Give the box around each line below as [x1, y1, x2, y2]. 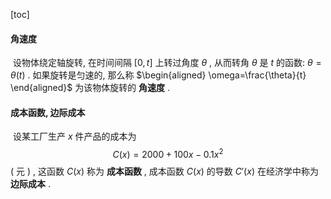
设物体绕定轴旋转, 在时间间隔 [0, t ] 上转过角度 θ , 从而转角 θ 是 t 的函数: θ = [12, 57, 322, 69]
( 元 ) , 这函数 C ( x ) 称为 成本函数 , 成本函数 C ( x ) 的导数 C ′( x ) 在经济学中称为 [10, 165, 319, 178]
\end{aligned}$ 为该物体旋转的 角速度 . [10, 82, 171, 94]
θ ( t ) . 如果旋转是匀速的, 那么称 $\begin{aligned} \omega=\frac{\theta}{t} [10, 69, 307, 81]
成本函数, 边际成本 [10, 106, 86, 118]
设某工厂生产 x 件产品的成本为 [12, 130, 137, 143]
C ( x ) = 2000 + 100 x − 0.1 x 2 [112, 147, 224, 161]
